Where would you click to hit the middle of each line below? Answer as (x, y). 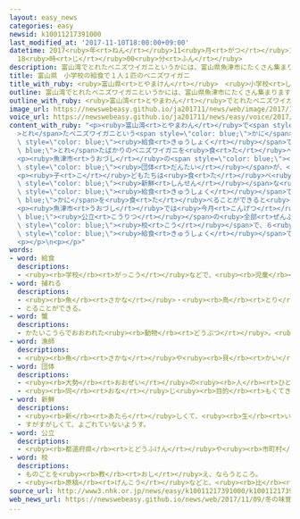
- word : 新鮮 (32, 400)
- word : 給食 (32, 259)
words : (21, 250)
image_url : (29, 109)
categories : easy (42, 26)
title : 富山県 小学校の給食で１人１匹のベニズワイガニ (100, 76)
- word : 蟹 (29, 317)
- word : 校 (29, 458)
